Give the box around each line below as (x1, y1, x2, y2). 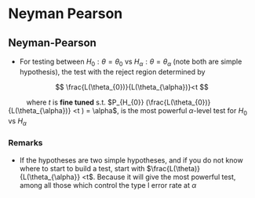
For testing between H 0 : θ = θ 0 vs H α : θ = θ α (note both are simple (19, 57, 242, 68)
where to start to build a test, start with (19, 163, 145, 173)
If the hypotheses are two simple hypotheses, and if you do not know (19, 155, 243, 165)
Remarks (8, 137, 43, 148)
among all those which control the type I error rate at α (19, 180, 197, 189)
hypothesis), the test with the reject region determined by (19, 67, 206, 76)
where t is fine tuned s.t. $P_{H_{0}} (26, 97, 144, 107)
